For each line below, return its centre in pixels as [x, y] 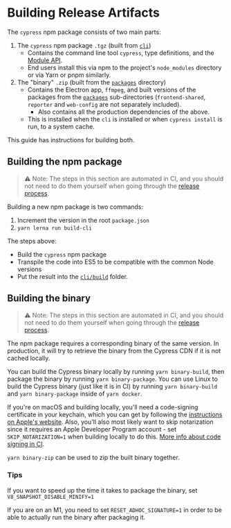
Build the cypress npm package [62, 254]
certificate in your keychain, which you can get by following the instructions [115, 414]
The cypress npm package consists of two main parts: [84, 32]
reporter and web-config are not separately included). [104, 104]
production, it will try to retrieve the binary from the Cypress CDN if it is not [114, 350]
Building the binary [49, 299]
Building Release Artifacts [84, 13]
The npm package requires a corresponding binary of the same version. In [113, 343]
